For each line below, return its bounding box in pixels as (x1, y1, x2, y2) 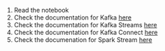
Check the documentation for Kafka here (13, 13, 132, 22)
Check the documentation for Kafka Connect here (13, 28, 158, 36)
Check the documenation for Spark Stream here (13, 36, 152, 44)
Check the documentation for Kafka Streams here (13, 21, 157, 29)
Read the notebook (13, 6, 69, 14)
